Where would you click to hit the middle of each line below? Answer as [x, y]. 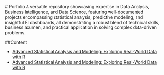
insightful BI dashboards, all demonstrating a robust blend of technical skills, [82, 22]
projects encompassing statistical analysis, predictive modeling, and [74, 17]
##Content [16, 42]
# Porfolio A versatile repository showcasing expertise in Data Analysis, [77, 7]
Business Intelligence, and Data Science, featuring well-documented [74, 12]
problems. [15, 33]
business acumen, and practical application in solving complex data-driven [81, 27]
